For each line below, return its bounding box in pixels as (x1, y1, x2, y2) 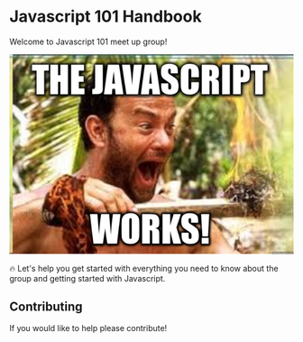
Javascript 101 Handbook (9, 6, 202, 27)
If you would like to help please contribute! (9, 323, 168, 334)
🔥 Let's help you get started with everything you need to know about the (9, 263, 279, 273)
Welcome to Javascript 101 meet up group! (9, 36, 168, 47)
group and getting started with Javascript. (9, 273, 166, 283)
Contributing (9, 299, 83, 314)
